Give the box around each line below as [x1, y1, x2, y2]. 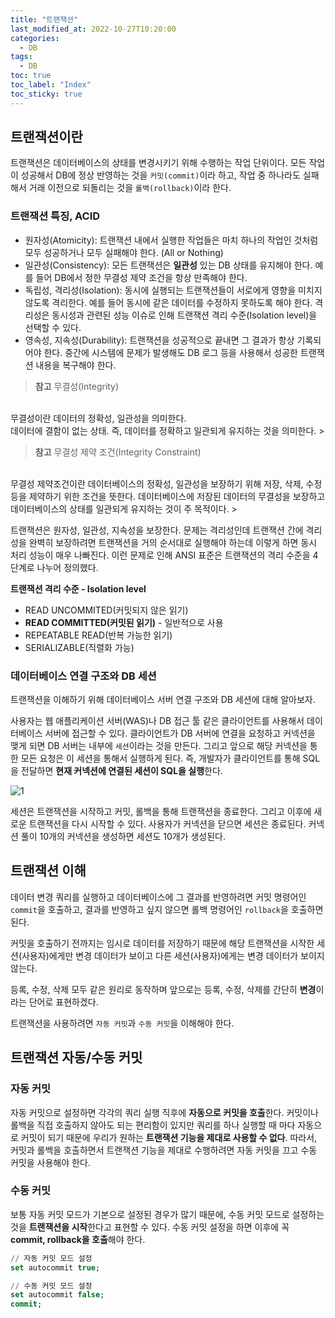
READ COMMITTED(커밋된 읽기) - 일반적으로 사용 [24, 616, 224, 628]
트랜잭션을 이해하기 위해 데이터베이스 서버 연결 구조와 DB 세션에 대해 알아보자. [10, 694, 316, 706]
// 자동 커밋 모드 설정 [10, 1253, 93, 1263]
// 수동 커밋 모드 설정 [10, 1281, 93, 1291]
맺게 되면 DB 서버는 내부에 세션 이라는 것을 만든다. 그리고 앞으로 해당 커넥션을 [10, 740, 308, 752]
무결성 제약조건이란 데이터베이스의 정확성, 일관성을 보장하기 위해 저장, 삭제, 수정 [10, 477, 323, 490]
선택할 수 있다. [24, 321, 82, 333]
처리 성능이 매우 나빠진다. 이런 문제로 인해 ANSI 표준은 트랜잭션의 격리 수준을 [10, 549, 311, 561]
